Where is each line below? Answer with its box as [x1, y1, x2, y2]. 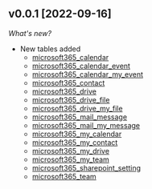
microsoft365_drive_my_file [31, 103, 123, 113]
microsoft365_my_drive [31, 146, 110, 155]
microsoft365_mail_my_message [31, 120, 141, 130]
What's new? [8, 28, 52, 38]
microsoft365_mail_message [31, 112, 127, 122]
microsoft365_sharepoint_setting [31, 163, 142, 172]
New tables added [19, 44, 81, 54]
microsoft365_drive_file [31, 94, 110, 104]
